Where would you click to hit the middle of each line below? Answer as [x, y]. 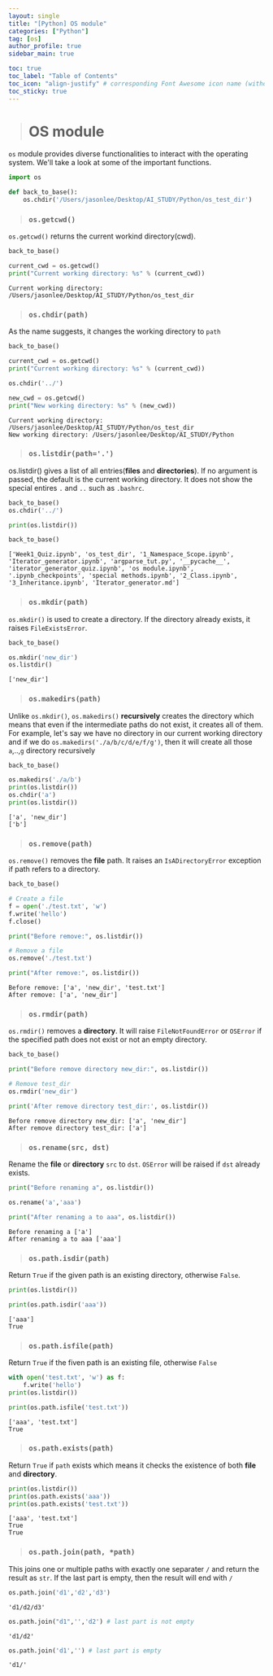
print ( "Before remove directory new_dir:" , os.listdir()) [108, 1070]
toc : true [25, 69]
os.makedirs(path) [65, 699]
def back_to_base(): [43, 192]
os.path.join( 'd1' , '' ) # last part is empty [85, 1650]
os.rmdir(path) [58, 1015]
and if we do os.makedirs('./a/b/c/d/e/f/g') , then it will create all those [130, 742]
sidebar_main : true [41, 54]
